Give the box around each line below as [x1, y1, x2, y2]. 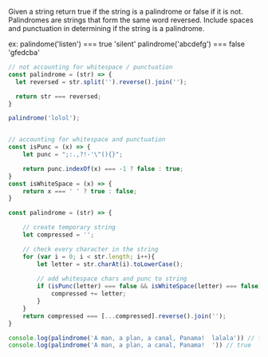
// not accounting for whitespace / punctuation [8, 63, 173, 71]
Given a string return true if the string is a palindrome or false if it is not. [8, 7, 243, 16]
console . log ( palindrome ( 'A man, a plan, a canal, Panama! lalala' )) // [8, 334, 255, 342]
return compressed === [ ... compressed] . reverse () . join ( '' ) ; [22, 311, 227, 320]
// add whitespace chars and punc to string [37, 275, 187, 283]
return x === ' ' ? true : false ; [22, 187, 137, 195]
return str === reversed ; [15, 92, 102, 101]
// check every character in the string [22, 245, 159, 253]
